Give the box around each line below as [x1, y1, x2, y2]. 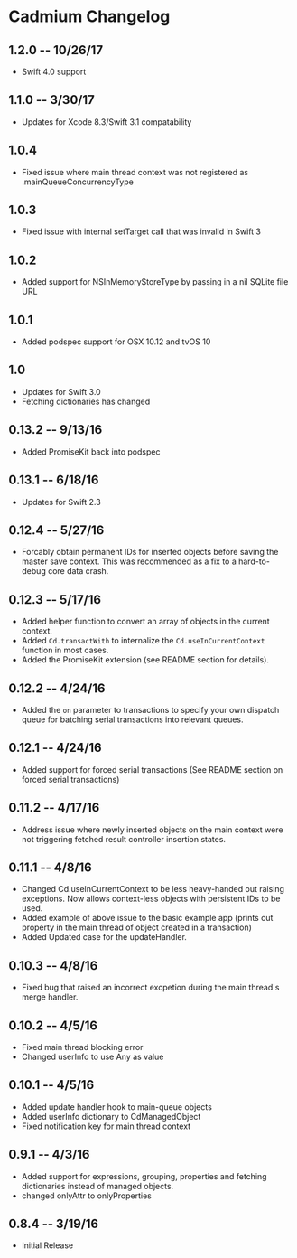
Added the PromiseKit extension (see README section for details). [21, 654, 270, 665]
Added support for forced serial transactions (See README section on [21, 764, 283, 775]
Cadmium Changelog [8, 6, 171, 27]
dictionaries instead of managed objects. [21, 1180, 174, 1191]
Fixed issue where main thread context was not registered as [21, 166, 249, 177]
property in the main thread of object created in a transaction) [21, 922, 252, 933]
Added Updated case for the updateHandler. [21, 932, 187, 943]
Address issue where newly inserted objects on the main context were [21, 824, 283, 835]
